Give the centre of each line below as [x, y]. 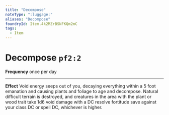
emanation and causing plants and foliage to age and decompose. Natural [82, 91]
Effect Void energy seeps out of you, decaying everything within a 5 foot [80, 86]
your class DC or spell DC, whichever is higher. [54, 107]
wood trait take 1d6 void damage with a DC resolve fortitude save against [81, 102]
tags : [11, 28]
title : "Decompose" [26, 10]
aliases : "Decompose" [28, 19]
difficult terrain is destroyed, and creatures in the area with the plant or [78, 96]
